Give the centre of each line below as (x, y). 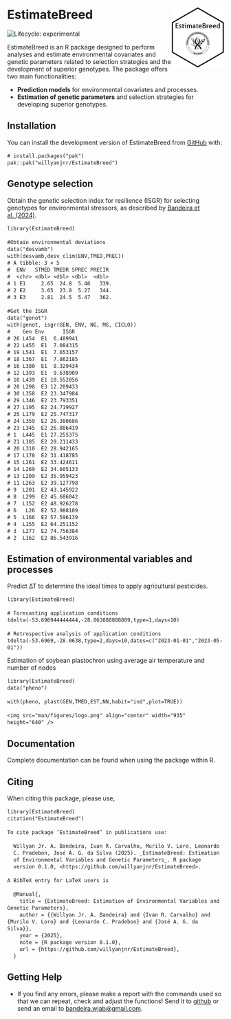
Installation (32, 126)
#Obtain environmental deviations (57, 242)
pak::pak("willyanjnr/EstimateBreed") (63, 163)
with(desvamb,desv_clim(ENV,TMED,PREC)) (66, 256)
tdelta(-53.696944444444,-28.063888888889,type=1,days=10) (93, 620)
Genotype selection (50, 184)
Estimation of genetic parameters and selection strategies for (106, 97)
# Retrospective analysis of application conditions (84, 634)
